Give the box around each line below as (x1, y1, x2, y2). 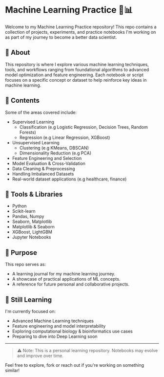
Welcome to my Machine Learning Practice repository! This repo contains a (5, 23, 157, 30)
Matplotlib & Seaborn (12, 224, 55, 230)
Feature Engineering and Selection (12, 155, 82, 161)
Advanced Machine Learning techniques (12, 318, 94, 324)
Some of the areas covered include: (5, 109, 77, 115)
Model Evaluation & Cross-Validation (12, 160, 85, 166)
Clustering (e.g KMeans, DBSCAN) (19, 145, 89, 151)
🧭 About (5, 48, 30, 57)
